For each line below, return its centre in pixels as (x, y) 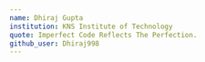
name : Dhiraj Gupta (46, 18)
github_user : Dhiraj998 (55, 43)
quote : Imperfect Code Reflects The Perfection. (103, 35)
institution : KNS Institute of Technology (91, 26)
